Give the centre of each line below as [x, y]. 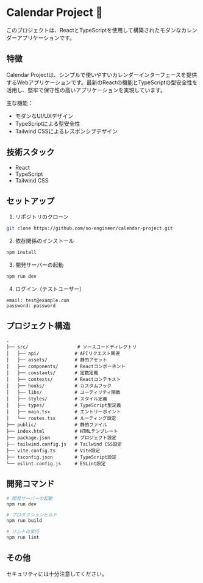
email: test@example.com [38, 300]
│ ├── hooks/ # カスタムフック [59, 386]
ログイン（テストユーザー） [50, 289]
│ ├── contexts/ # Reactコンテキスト [64, 379]
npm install [21, 253]
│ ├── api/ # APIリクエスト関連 [63, 353]
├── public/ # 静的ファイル [57, 425]
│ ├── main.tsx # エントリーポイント [64, 411]
